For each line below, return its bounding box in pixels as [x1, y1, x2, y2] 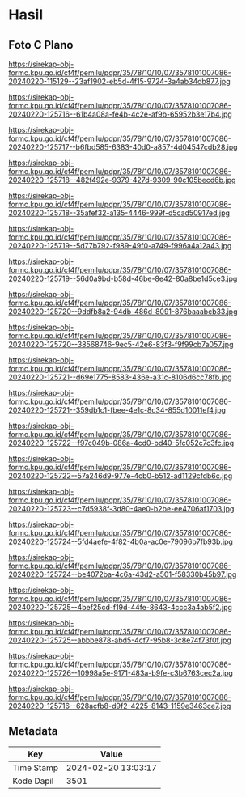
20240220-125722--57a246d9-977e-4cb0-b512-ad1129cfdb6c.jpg [8, 471, 233, 481]
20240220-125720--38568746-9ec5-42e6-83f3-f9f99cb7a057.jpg [8, 340, 234, 349]
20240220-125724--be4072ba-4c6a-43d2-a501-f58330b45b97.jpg [8, 570, 237, 579]
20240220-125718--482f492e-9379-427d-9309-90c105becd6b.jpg [8, 176, 236, 184]
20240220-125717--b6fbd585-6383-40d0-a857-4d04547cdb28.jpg [8, 142, 238, 151]
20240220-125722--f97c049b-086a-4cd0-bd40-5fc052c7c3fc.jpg [8, 439, 235, 447]
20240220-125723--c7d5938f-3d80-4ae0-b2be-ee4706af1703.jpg [8, 504, 235, 513]
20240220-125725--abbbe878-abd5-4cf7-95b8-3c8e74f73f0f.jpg [8, 635, 232, 645]
